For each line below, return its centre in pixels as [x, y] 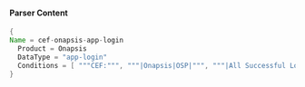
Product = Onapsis [53, 48]
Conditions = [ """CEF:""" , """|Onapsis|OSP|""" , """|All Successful [152, 65]
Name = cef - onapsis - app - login [67, 41]
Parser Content [39, 13]
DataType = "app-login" [62, 57]
